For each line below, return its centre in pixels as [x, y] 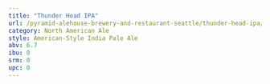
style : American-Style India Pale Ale [73, 38]
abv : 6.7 [23, 46]
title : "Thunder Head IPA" [53, 16]
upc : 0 [19, 68]
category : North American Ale [59, 30]
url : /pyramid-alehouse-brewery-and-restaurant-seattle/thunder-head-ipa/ [136, 23]
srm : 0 [19, 61]
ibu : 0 [19, 53]
